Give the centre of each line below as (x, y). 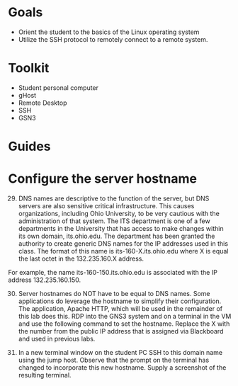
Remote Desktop (42, 103)
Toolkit (29, 68)
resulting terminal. (45, 375)
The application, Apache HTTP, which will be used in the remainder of (120, 308)
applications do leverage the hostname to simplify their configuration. (120, 301)
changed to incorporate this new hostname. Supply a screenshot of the (122, 368)
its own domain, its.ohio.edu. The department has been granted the (117, 236)
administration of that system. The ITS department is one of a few (114, 221)
